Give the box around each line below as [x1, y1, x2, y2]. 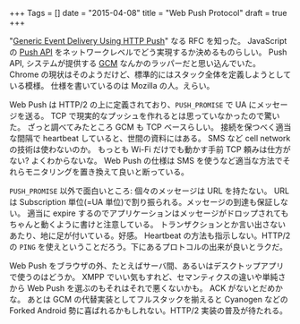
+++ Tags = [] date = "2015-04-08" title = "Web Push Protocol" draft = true [9, 8, 287, 18]
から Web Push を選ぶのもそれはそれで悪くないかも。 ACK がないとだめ [9, 283, 276, 294]
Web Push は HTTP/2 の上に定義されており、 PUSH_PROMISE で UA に [9, 99, 257, 110]
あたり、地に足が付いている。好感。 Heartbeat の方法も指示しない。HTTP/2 [9, 230, 291, 241]
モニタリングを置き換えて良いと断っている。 [24, 166, 190, 177]
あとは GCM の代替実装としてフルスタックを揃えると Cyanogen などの [26, 294, 288, 304]
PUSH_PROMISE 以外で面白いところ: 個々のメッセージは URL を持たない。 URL [9, 185, 290, 196]
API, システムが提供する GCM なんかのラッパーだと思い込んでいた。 [9, 58, 261, 68]
